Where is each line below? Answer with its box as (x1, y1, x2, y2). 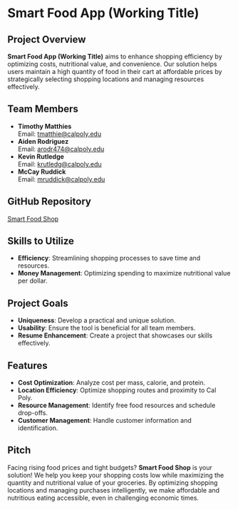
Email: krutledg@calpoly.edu (17, 159, 102, 168)
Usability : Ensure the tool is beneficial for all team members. (17, 324, 196, 332)
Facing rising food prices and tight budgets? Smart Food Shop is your (7, 463, 212, 471)
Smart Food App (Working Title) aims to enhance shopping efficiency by (7, 52, 222, 61)
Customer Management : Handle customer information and (17, 416, 192, 425)
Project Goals (7, 297, 69, 309)
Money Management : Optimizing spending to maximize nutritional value (17, 269, 231, 278)
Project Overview (7, 33, 86, 46)
